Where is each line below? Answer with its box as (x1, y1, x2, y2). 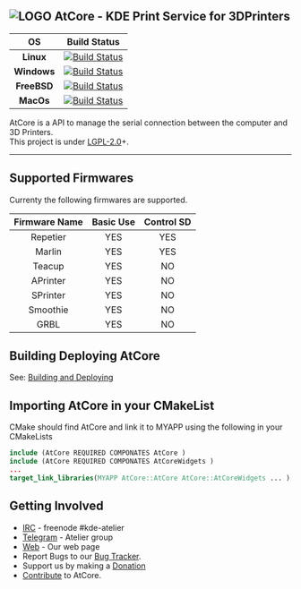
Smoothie (28, 303, 69, 316)
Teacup (32, 260, 64, 272)
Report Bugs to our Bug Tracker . (21, 551, 142, 561)
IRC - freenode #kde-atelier (21, 522, 125, 533)
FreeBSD (15, 80, 54, 92)
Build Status (66, 35, 120, 47)
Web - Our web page (21, 541, 100, 551)
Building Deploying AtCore (9, 348, 161, 363)
